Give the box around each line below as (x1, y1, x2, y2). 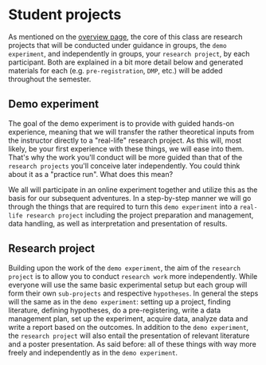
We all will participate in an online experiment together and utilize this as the (8, 185, 258, 194)
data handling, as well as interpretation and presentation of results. (8, 218, 228, 228)
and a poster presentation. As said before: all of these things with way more (8, 339, 256, 348)
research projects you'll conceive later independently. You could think (8, 161, 241, 171)
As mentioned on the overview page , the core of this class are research (8, 32, 243, 41)
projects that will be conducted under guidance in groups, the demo (8, 40, 227, 49)
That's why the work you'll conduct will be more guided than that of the (8, 152, 243, 162)
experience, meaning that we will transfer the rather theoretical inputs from (8, 127, 255, 136)
